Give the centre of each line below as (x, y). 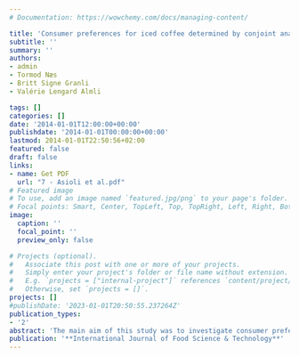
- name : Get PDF (39, 174)
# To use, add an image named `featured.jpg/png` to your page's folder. (149, 199)
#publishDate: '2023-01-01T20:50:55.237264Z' (95, 305)
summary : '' (31, 50)
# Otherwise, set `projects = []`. (79, 289)
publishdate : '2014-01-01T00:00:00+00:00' (89, 133)
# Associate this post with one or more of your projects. (125, 264)
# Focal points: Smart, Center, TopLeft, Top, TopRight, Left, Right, (143, 207)
